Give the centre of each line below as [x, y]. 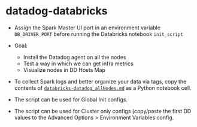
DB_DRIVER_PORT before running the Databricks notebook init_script [99, 34]
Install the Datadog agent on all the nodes [75, 57]
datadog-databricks [57, 11]
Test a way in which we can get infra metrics [78, 63]
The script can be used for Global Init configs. [71, 99]
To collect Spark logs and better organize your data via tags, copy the [100, 81]
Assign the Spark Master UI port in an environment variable [87, 28]
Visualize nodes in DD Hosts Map [64, 69]
